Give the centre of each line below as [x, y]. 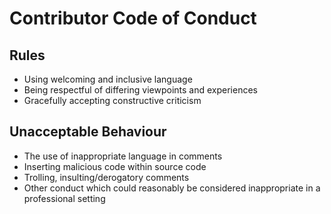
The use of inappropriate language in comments [123, 156]
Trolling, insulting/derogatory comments [106, 177]
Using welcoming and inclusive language [108, 79]
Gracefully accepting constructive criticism [112, 100]
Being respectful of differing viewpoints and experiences [140, 90]
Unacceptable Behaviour [88, 132]
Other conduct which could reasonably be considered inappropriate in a [172, 188]
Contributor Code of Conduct [133, 18]
